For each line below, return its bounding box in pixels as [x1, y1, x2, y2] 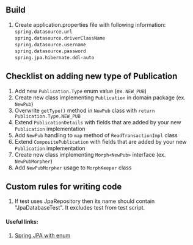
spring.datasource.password [14, 48, 86, 54]
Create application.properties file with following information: [14, 21, 166, 28]
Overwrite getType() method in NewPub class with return [14, 107, 155, 114]
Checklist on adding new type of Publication [5, 71, 178, 82]
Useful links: [5, 218, 38, 225]
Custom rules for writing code [5, 182, 122, 192]
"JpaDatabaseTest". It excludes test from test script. [14, 204, 145, 211]
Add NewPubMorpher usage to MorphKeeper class [14, 164, 132, 171]
